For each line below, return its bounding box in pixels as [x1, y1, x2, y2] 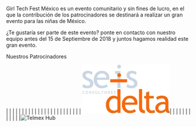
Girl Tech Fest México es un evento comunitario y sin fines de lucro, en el [6, 5, 185, 12]
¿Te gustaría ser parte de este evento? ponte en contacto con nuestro [6, 29, 176, 36]
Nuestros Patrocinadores [6, 53, 67, 60]
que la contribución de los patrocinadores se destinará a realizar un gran [6, 11, 183, 18]
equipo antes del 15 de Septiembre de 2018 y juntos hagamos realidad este [6, 35, 189, 42]
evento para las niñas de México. [6, 18, 87, 24]
